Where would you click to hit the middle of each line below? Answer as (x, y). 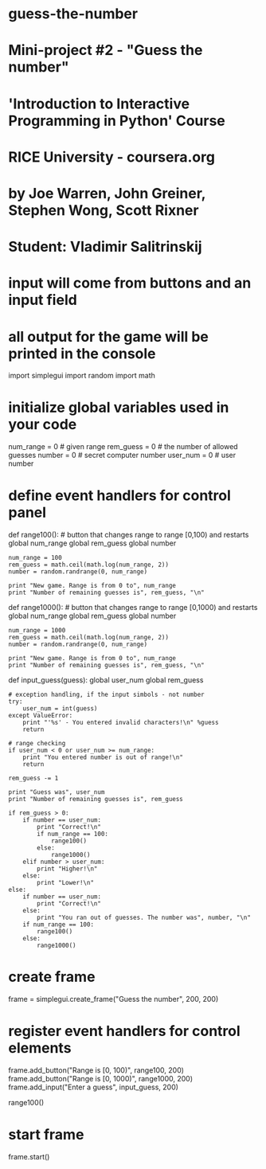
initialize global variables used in (119, 408)
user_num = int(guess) (60, 709)
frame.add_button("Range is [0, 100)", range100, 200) (96, 1070)
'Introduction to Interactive (99, 104)
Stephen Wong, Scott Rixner (104, 210)
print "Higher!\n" (67, 869)
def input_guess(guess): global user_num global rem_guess (106, 680)
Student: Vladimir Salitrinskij (105, 247)
